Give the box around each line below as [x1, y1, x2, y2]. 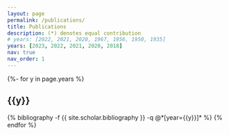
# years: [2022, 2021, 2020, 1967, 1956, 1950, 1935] [7, 36, 167, 43]
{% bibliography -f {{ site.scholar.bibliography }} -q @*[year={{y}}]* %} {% [7, 113, 223, 122]
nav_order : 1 [7, 56, 45, 63]
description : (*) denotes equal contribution [7, 29, 141, 37]
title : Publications [7, 23, 67, 30]
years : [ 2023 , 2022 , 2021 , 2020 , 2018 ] [7, 42, 123, 49]
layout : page [7, 10, 45, 17]
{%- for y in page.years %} [7, 74, 85, 83]
